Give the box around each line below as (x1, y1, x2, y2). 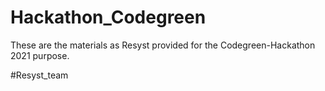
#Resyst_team (10, 69, 69, 81)
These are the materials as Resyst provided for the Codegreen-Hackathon (10, 39, 316, 51)
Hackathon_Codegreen (10, 6, 207, 29)
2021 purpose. (10, 49, 70, 61)
